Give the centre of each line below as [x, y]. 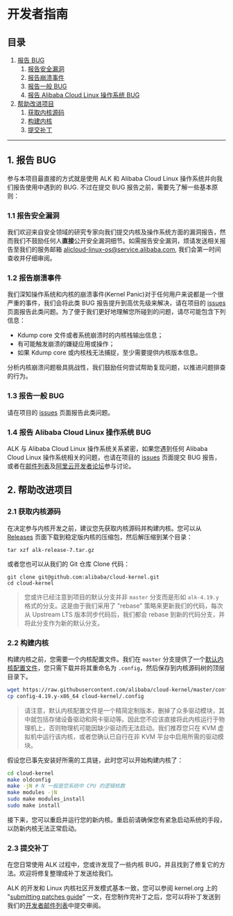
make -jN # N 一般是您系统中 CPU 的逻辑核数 [66, 786]
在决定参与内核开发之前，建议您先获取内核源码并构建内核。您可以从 [104, 528]
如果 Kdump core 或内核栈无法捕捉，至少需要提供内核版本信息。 [109, 353]
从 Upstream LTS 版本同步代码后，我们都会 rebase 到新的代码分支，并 [124, 614]
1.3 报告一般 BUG [36, 396]
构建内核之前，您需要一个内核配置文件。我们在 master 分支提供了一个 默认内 [115, 659]
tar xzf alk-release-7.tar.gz [51, 550]
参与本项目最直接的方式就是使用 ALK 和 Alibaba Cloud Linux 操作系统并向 [112, 178]
